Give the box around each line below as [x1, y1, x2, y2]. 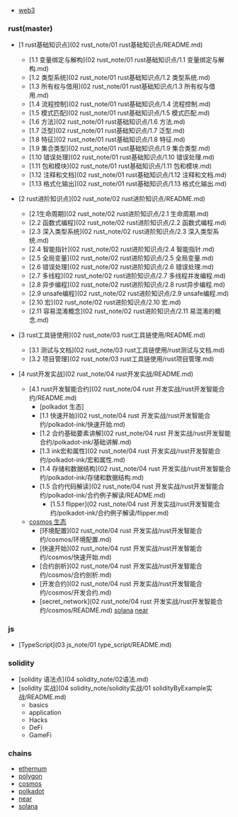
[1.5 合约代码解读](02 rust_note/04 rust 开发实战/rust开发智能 [39, 482, 219, 491]
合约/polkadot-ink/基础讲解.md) [39, 438, 132, 447]
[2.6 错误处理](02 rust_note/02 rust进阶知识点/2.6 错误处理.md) [28, 263, 215, 271]
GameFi [28, 731, 52, 739]
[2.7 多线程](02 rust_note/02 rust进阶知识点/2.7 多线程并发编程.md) [28, 272, 226, 280]
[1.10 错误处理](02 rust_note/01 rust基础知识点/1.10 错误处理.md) [28, 153, 215, 161]
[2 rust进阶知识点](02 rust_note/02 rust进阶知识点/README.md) [18, 195, 206, 203]
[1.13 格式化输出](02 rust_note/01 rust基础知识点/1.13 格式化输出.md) [28, 180, 227, 188]
